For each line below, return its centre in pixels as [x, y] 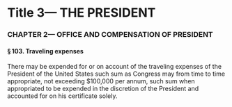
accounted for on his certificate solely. [62, 96]
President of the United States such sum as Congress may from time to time [116, 74]
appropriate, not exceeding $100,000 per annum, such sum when [101, 81]
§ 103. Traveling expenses [45, 51]
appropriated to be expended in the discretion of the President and [103, 89]
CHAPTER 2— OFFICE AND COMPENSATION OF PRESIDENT [110, 35]
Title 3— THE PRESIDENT [82, 13]
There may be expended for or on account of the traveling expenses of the [114, 67]
